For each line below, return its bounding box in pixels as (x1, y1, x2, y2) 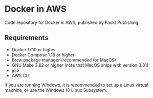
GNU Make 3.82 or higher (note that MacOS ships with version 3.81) (11, 62, 149, 68)
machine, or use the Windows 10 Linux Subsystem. (4, 87, 107, 93)
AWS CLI (11, 72, 30, 78)
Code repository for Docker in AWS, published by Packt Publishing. (4, 20, 140, 25)
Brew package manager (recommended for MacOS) (11, 57, 116, 63)
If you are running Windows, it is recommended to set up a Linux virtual (4, 82, 149, 88)
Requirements (4, 34, 48, 42)
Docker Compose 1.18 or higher (11, 52, 75, 58)
